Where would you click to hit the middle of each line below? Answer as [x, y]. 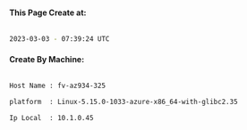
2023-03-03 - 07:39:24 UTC [60, 39]
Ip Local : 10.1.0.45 [51, 118]
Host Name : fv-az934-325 [57, 86]
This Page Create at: [48, 12]
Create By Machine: [47, 59]
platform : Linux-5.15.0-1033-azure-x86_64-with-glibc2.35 [124, 102]
